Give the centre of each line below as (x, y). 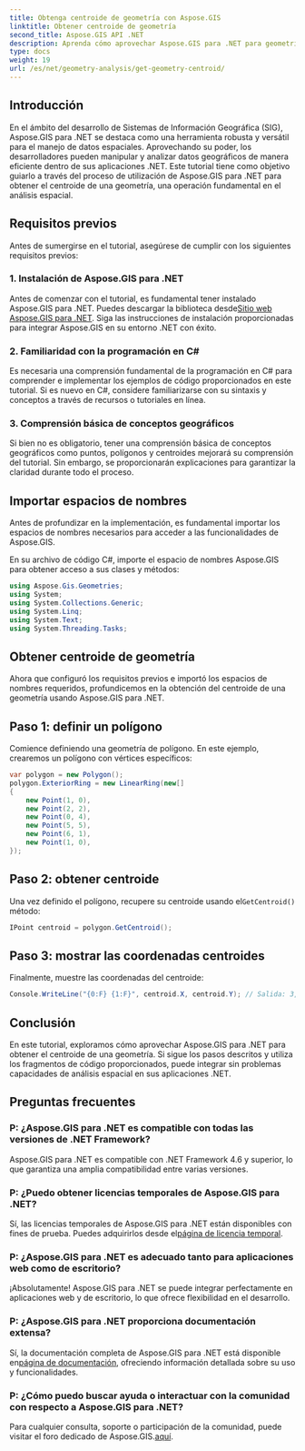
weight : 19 (30, 60)
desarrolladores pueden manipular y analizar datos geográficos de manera (149, 156)
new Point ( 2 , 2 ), (59, 809)
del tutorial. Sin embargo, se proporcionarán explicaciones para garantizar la (152, 463)
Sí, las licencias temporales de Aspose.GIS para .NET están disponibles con (151, 1224)
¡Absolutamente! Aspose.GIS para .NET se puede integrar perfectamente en (151, 1288)
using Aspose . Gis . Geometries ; (67, 586)
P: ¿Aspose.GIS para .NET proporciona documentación (133, 1322)
